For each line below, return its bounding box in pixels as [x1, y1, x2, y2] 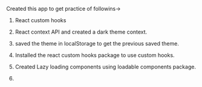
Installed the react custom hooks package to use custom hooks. [15, 52, 175, 59]
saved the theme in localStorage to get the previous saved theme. [15, 40, 180, 47]
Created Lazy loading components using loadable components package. [15, 63, 197, 70]
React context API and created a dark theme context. [15, 28, 148, 35]
